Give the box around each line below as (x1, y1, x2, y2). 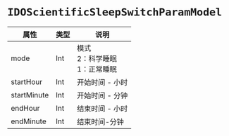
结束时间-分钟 (76, 116, 125, 126)
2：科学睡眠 (76, 53, 118, 63)
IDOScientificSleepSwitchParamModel (7, 6, 223, 19)
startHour (11, 76, 43, 86)
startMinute (11, 90, 49, 100)
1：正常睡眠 (76, 64, 118, 74)
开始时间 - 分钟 (76, 90, 128, 100)
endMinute (11, 116, 47, 126)
